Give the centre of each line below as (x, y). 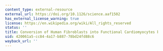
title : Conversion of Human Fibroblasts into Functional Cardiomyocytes (80, 32)
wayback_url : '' (21, 41)
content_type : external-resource (39, 9)
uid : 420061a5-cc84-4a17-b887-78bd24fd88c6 (50, 37)
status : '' (16, 28)
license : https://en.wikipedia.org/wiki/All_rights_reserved (68, 23)
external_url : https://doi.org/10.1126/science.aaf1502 (63, 14)
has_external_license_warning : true (42, 18)
